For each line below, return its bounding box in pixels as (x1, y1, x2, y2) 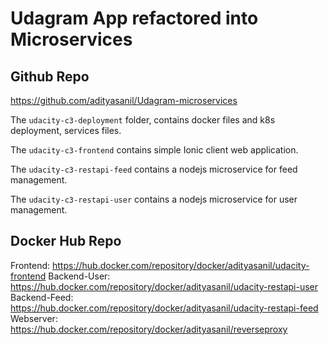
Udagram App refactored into (10, 7, 259, 30)
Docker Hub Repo (10, 233, 122, 250)
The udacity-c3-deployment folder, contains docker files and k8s (10, 114, 276, 126)
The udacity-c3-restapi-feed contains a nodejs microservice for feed (10, 163, 298, 175)
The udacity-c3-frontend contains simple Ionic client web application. (10, 144, 299, 156)
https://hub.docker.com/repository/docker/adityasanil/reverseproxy (10, 323, 288, 335)
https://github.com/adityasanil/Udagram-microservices (10, 95, 238, 106)
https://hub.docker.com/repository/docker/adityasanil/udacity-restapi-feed (10, 302, 319, 314)
